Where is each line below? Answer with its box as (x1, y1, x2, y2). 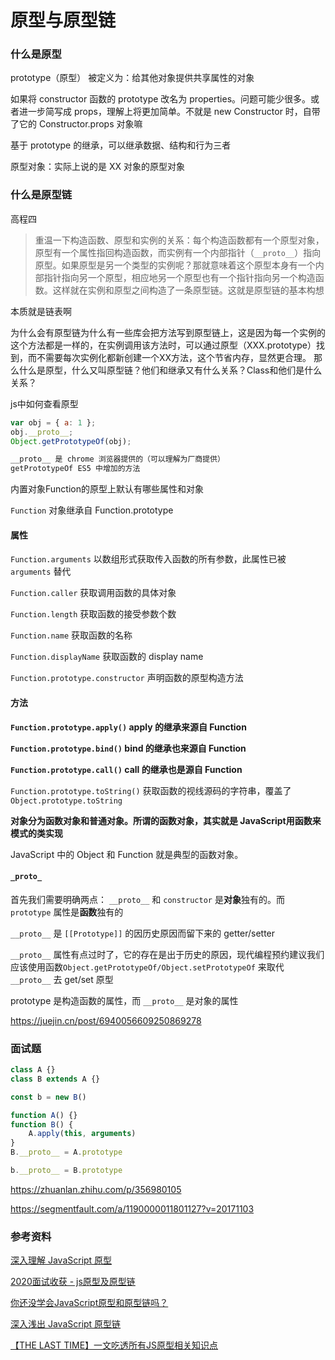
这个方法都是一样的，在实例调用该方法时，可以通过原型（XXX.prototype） (10, 339, 317, 351)
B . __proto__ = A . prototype (10, 1147, 123, 1158)
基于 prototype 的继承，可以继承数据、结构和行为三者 (10, 139, 232, 151)
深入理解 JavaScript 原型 (10, 1254, 113, 1266)
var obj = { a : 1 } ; (10, 417, 97, 428)
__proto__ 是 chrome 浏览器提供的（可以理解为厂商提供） (10, 454, 225, 465)
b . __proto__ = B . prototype (10, 1166, 123, 1176)
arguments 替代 (10, 566, 72, 578)
